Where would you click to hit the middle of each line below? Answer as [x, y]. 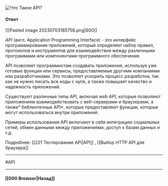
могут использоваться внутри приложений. [52, 112]
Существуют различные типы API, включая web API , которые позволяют [83, 96]
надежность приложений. [33, 87]
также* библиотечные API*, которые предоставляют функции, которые [82, 107]
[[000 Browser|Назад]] [30, 178]
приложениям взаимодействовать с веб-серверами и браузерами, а [79, 102]
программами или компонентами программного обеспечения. [73, 56]
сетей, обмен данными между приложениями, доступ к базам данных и [82, 127]
